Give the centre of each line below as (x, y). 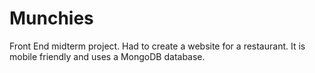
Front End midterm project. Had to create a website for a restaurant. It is (157, 46)
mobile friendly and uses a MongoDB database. (107, 56)
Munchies (51, 18)
